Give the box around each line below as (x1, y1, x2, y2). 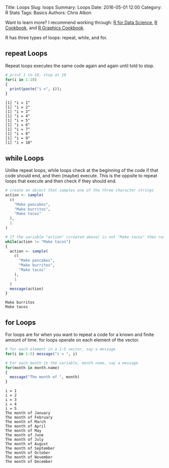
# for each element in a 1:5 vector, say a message (5, 347, 116, 352)
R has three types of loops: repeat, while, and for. (5, 35, 108, 40)
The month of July (5, 437, 44, 442)
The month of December (5, 459, 53, 464)
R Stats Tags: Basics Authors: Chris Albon (5, 10, 92, 16)
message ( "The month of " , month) (10, 375, 80, 380)
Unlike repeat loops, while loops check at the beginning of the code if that (5, 167, 158, 173)
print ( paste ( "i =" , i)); (10, 86, 62, 91)
